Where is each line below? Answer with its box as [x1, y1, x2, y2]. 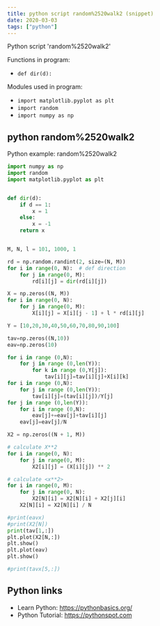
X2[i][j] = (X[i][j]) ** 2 [32, 463, 111, 470]
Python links [7, 585, 63, 597]
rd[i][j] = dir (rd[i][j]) [32, 278, 108, 285]
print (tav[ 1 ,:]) [7, 527, 54, 534]
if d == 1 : [19, 201, 51, 208]
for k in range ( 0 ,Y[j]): [32, 367, 108, 374]
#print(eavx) [7, 514, 45, 521]
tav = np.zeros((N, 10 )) [7, 335, 70, 342]
